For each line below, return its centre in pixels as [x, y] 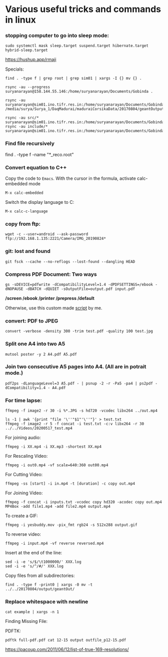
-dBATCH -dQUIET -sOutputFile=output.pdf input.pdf [80, 289]
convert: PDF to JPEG [32, 320]
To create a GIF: [22, 516]
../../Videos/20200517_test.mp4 [39, 428]
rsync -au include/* [27, 127]
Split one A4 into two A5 [35, 344]
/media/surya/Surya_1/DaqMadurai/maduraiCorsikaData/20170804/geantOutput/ [86, 109]
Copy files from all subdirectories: [40, 576]
